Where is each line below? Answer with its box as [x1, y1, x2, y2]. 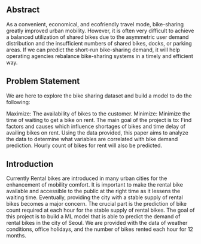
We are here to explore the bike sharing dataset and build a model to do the [6, 92, 193, 99]
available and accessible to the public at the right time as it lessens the [6, 188, 181, 195]
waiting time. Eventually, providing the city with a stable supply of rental [6, 194, 184, 201]
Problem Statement [6, 76, 80, 86]
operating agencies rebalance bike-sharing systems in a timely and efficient [6, 52, 193, 59]
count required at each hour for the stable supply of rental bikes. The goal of [6, 206, 195, 214]
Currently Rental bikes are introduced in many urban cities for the [6, 175, 167, 182]
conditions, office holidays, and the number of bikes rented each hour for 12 [6, 225, 193, 233]
